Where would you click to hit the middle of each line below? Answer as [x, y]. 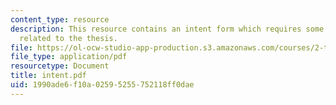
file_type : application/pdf [69, 57]
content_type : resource [60, 19]
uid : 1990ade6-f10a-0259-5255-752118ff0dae [102, 85]
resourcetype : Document [60, 66]
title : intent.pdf [48, 76]
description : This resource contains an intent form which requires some [167, 29]
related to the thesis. [68, 38]
